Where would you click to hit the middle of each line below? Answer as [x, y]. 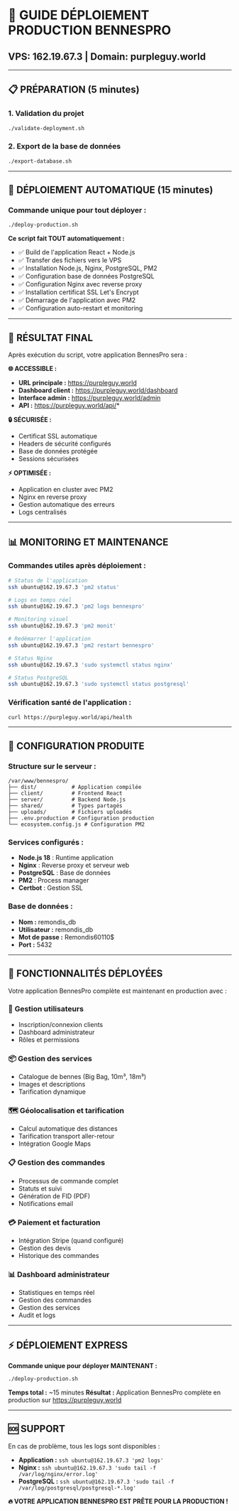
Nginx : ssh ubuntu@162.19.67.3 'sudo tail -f [87, 1467]
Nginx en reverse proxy [52, 497]
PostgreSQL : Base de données [65, 873]
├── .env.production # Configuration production [81, 818]
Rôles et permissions [49, 1039]
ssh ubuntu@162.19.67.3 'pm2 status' [64, 587]
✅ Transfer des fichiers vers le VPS [70, 260]
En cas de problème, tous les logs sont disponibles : [84, 1446]
